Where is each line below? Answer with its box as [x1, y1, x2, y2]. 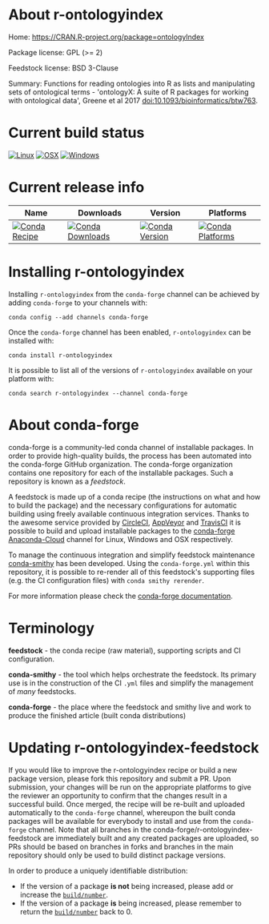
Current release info [8, 179, 145, 197]
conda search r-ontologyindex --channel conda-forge [8, 389, 188, 397]
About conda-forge [8, 416, 139, 434]
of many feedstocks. [8, 686, 77, 696]
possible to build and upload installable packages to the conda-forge [8, 526, 235, 536]
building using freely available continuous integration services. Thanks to [8, 508, 250, 518]
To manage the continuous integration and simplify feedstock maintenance [8, 550, 255, 560]
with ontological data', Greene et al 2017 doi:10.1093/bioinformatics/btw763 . [8, 95, 259, 105]
